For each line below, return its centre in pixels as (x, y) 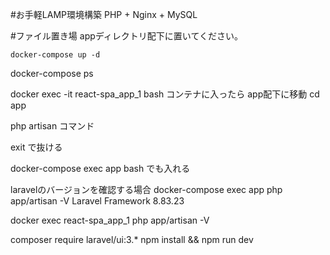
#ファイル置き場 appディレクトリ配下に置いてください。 (126, 36)
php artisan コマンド (52, 126)
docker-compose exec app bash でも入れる (100, 168)
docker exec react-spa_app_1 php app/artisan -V (110, 220)
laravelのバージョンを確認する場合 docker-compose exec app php (146, 189)
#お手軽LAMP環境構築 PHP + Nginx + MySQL (104, 14)
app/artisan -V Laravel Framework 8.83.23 (97, 201)
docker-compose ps (52, 73)
